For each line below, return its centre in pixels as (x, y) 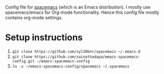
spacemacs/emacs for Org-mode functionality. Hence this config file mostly (82, 12)
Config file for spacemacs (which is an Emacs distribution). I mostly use (78, 7)
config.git (23, 61)
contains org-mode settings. (34, 18)
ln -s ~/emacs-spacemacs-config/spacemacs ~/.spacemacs (71, 66)
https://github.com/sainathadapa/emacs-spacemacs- (87, 57)
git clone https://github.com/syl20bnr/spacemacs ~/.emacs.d (76, 51)
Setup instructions (44, 38)
